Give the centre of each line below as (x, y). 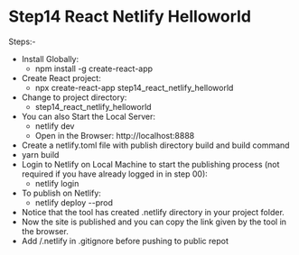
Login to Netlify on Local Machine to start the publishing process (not (150, 164)
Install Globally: (50, 59)
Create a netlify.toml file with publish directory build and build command (155, 145)
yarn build (40, 154)
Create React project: (61, 77)
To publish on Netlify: (61, 193)
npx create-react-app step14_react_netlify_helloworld (134, 87)
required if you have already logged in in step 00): (115, 174)
